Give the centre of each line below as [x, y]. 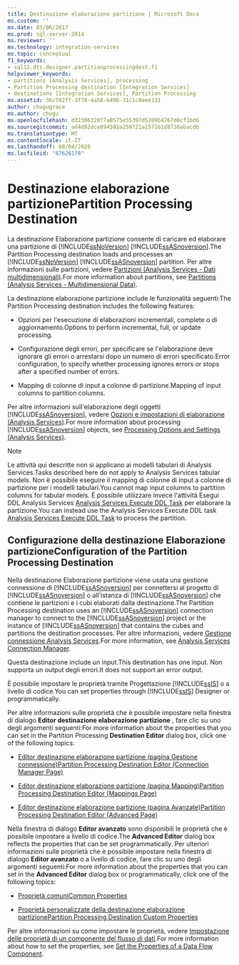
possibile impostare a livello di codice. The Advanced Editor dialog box [111, 836]
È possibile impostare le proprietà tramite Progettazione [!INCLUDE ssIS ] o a [118, 684]
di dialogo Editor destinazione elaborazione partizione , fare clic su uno [114, 720]
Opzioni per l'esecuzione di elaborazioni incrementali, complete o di [117, 319]
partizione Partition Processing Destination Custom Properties [108, 917]
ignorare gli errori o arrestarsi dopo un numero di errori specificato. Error [124, 356]
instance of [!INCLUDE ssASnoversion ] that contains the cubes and [105, 625]
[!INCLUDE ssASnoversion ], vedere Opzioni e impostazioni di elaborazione [116, 414]
